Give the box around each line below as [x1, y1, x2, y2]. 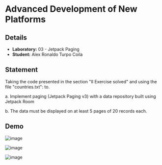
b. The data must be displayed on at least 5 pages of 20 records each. [5, 108, 147, 114]
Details [5, 33, 27, 42]
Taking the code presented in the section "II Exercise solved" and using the [5, 78, 157, 84]
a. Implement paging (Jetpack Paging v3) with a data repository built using [5, 93, 156, 99]
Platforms [5, 14, 46, 25]
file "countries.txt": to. [5, 84, 50, 90]
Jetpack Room [5, 98, 34, 104]
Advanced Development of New [5, 3, 137, 15]
